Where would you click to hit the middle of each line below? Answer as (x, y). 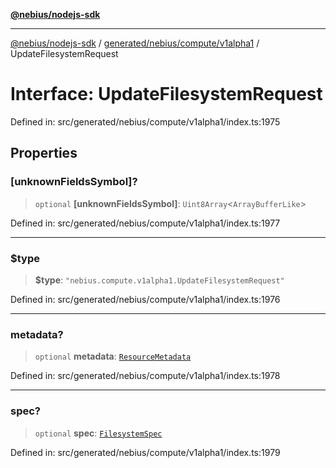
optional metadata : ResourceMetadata (113, 356)
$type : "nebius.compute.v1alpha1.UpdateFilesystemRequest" (159, 280)
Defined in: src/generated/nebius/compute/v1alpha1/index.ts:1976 (145, 299)
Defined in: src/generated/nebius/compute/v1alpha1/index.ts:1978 (145, 376)
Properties (44, 153)
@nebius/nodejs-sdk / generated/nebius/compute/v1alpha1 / (135, 43)
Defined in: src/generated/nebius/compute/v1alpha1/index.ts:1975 (145, 121)
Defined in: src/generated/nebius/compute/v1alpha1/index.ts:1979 (145, 452)
